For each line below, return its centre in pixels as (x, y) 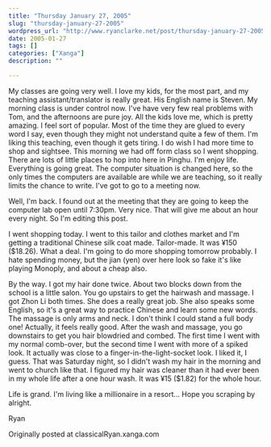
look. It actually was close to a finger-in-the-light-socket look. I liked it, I (128, 352)
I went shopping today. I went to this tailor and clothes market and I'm (124, 234)
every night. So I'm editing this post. (68, 218)
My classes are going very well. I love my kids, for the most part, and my (129, 91)
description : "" (35, 61)
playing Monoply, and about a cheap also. (78, 268)
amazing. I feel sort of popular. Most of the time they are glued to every (127, 125)
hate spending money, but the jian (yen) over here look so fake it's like (125, 259)
